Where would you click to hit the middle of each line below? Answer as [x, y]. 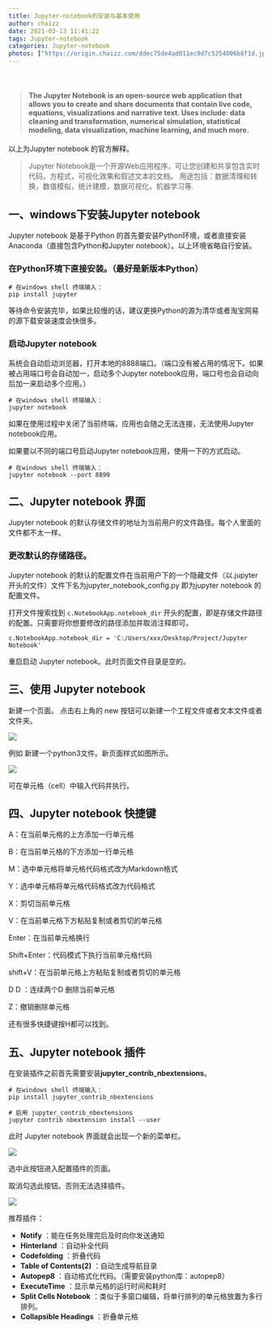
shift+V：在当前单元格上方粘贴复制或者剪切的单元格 [95, 972]
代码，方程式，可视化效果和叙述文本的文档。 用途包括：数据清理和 [139, 176]
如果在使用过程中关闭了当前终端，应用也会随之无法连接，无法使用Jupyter [131, 424]
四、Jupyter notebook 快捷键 [82, 813]
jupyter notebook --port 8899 [59, 475]
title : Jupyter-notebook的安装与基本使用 [74, 16]
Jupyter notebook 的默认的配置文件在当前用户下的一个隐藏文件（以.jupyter [133, 575]
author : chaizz [34, 24]
